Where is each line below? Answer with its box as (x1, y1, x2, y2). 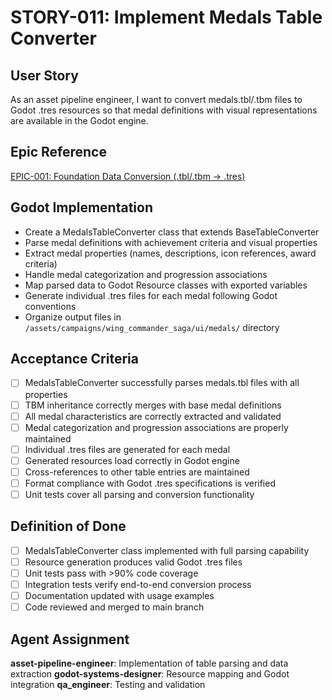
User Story (10, 67, 79, 84)
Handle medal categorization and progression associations (24, 268, 268, 280)
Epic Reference (10, 144, 107, 161)
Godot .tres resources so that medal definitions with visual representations (10, 104, 318, 116)
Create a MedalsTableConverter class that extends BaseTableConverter (24, 226, 320, 238)
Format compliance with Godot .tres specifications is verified (24, 477, 276, 489)
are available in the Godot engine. (10, 115, 149, 126)
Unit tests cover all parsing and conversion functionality (24, 488, 255, 500)
